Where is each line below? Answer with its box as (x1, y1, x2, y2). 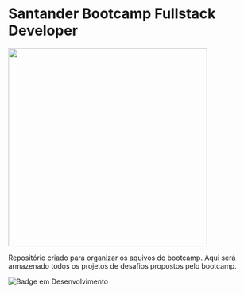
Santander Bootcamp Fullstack (8, 5, 216, 23)
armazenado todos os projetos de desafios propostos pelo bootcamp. (8, 261, 237, 270)
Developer (8, 21, 78, 40)
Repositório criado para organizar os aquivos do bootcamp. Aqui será (8, 253, 236, 262)
